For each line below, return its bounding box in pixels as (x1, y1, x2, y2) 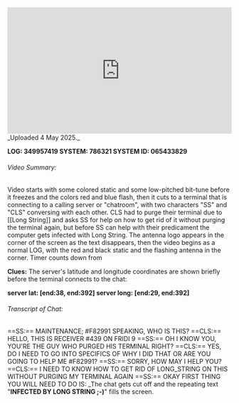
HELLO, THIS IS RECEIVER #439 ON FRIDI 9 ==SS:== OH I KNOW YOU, (7, 334, 217, 342)
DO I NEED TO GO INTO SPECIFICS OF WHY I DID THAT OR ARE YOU (7, 349, 211, 358)
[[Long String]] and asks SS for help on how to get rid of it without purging (7, 215, 225, 224)
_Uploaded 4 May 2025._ (7, 133, 80, 142)
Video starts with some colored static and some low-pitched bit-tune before (7, 185, 230, 194)
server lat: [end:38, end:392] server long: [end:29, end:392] (7, 288, 190, 297)
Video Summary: (7, 163, 57, 172)
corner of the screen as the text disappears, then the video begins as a (7, 238, 216, 246)
